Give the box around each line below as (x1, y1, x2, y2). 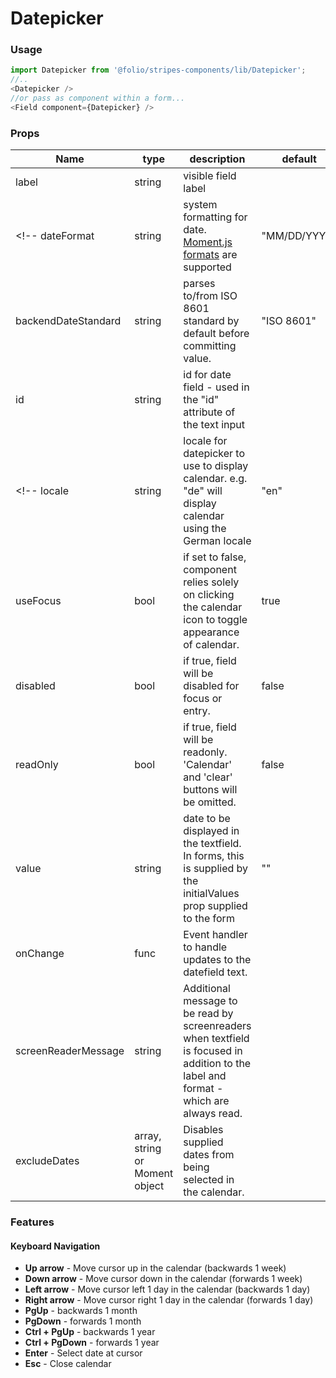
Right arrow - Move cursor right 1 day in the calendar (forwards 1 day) (24, 1294, 314, 1306)
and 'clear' (183, 770, 233, 784)
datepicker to (183, 447, 246, 461)
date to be (183, 812, 231, 826)
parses (183, 277, 216, 291)
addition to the (183, 1057, 252, 1071)
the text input (183, 418, 246, 432)
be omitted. (183, 795, 237, 809)
